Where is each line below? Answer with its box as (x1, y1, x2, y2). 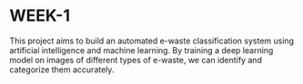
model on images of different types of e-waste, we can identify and (9, 54, 262, 65)
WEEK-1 (9, 5, 71, 26)
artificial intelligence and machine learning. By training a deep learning (9, 44, 274, 55)
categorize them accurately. (9, 64, 115, 75)
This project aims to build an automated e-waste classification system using (9, 35, 294, 46)
